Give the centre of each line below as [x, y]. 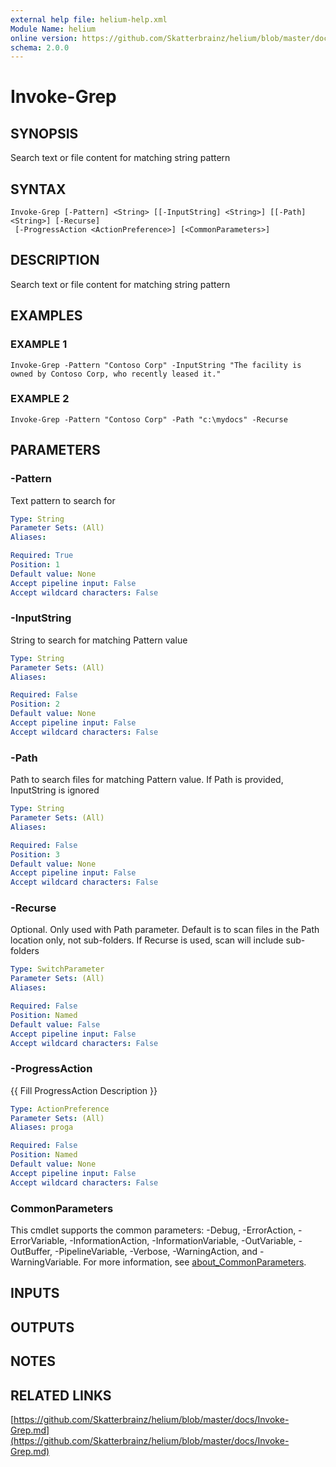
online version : [44, 38]
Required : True [42, 556]
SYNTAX [38, 189]
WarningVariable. [46, 1262]
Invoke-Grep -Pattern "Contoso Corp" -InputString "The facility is [156, 365]
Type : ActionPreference [60, 1109]
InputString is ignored [55, 790]
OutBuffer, [31, 1252]
